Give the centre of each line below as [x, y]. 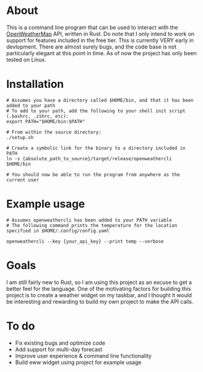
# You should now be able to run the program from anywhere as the [93, 174]
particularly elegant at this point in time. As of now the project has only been [101, 53]
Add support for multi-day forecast [59, 349]
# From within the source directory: [54, 132]
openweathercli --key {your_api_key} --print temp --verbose [85, 241]
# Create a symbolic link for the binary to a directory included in [96, 148]
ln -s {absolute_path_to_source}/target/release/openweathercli [89, 158]
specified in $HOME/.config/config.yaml [58, 231]
